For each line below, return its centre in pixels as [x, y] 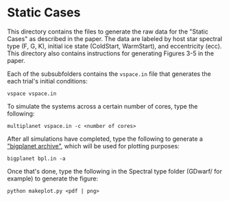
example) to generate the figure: [52, 178]
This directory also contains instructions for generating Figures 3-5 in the [111, 53]
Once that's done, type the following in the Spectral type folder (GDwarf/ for [115, 171]
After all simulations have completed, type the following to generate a [105, 139]
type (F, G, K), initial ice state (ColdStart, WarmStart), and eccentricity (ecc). [114, 46]
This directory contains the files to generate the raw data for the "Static [108, 31]
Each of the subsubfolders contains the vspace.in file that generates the [109, 74]
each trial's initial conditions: [47, 81]
